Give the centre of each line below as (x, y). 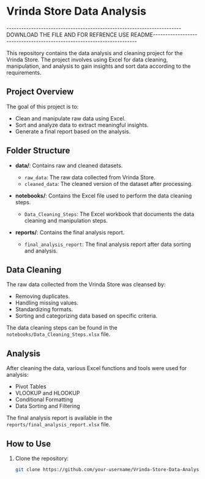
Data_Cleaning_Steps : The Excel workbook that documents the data (109, 214)
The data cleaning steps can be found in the (62, 328)
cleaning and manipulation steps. (66, 220)
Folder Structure (38, 151)
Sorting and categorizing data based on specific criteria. (86, 316)
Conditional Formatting (44, 399)
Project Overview (40, 92)
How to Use (29, 444)
